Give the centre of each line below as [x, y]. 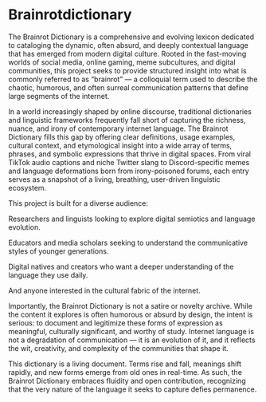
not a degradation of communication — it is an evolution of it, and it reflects [132, 340]
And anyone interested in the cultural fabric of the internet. [104, 290]
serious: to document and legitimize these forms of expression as [115, 323]
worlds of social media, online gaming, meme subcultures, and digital [122, 62]
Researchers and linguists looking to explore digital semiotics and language [132, 219]
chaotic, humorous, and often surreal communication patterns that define [129, 87]
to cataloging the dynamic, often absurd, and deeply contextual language [128, 45]
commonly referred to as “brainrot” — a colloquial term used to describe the [133, 79]
